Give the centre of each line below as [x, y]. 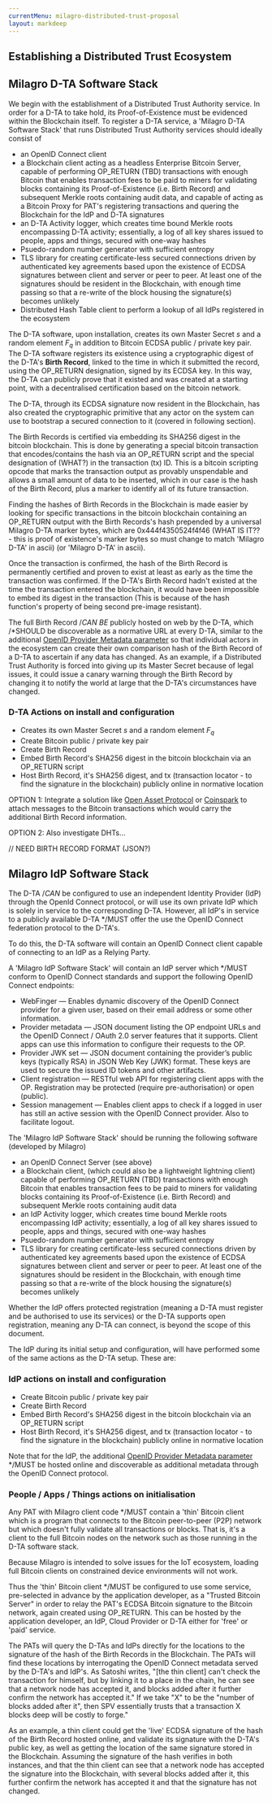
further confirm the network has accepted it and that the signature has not [133, 1782]
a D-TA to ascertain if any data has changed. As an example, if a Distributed [135, 656]
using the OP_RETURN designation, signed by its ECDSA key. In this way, [130, 370]
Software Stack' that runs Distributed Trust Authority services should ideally [136, 129]
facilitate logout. [47, 1122]
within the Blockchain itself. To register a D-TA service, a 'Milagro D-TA [127, 121]
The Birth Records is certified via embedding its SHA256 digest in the [125, 437]
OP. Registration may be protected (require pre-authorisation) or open [137, 1087]
